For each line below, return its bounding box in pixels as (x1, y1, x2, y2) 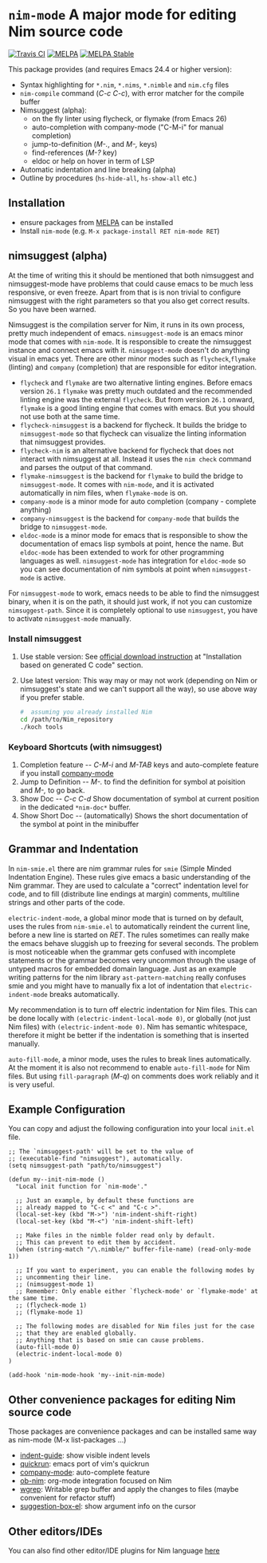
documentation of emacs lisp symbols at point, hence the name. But (19, 539, 244, 548)
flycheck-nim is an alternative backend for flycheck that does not (19, 445, 234, 455)
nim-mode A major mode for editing (8, 6, 237, 24)
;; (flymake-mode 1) (15, 1308, 84, 1316)
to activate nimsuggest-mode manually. (8, 613, 132, 623)
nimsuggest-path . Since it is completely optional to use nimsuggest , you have (8, 605, 258, 615)
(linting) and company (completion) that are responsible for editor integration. (8, 362, 257, 372)
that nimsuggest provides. (19, 437, 106, 446)
